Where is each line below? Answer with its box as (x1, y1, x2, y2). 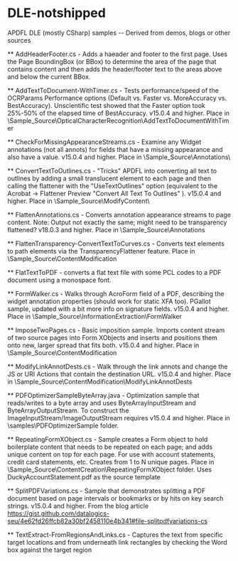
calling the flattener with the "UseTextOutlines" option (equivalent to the (7, 181, 218, 190)
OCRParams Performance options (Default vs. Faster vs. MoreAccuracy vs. (7, 94, 227, 102)
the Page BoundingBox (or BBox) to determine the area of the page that (7, 57, 217, 65)
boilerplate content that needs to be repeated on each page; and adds (7, 442, 213, 451)
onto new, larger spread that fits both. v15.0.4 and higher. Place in (7, 341, 200, 349)
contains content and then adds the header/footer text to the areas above (7, 65, 222, 73)
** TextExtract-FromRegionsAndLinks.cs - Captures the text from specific (7, 530, 224, 539)
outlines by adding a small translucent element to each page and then (7, 174, 212, 183)
